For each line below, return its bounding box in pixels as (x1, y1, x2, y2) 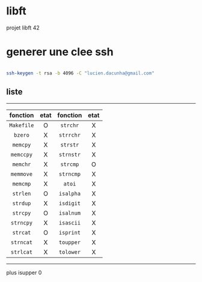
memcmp (12, 180, 31, 187)
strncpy (11, 219, 33, 226)
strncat (11, 239, 33, 245)
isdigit (59, 200, 81, 206)
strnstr (59, 151, 81, 158)
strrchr (59, 131, 81, 139)
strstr (60, 141, 79, 148)
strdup (12, 200, 31, 206)
